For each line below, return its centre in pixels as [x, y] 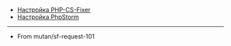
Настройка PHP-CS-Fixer [54, 10]
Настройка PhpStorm [48, 17]
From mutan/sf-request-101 [56, 36]
